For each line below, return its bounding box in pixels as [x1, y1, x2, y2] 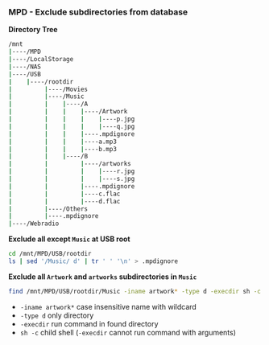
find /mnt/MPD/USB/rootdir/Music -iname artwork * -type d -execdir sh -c [8, 287, 262, 295]
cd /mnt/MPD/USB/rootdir [8, 250, 92, 258]
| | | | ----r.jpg [8, 167, 135, 175]
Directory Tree [8, 25, 58, 35]
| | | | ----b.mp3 [8, 145, 117, 153]
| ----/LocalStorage [8, 55, 74, 64]
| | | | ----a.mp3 [8, 138, 117, 146]
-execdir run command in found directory [19, 318, 159, 328]
